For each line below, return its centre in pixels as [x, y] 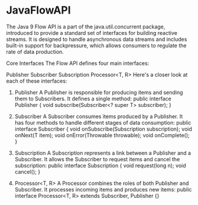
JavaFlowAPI [38, 10]
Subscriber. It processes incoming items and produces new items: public [103, 189]
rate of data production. [35, 51]
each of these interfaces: [37, 81]
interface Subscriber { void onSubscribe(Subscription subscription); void [103, 129]
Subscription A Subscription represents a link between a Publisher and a [103, 153]
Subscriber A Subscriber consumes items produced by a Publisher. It [99, 116]
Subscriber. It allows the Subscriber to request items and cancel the [97, 159]
